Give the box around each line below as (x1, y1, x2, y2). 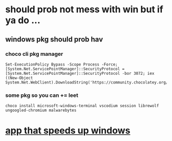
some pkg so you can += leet (5, 91, 78, 98)
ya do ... (5, 14, 40, 26)
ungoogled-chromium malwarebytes (5, 108, 77, 113)
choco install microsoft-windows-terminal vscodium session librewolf (5, 104, 159, 109)
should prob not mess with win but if (5, 4, 164, 15)
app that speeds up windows (5, 125, 131, 136)
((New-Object (5, 75, 33, 80)
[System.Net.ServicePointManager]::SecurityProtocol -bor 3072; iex (5, 71, 155, 76)
